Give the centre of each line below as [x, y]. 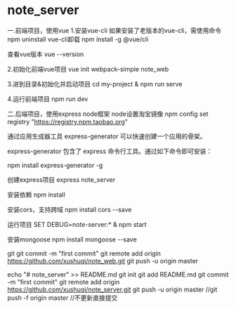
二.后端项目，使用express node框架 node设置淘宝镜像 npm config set [108, 114]
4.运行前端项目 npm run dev [48, 99]
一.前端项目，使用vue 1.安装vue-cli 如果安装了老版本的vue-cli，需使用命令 [114, 30]
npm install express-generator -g [55, 165]
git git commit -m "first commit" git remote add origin [84, 253]
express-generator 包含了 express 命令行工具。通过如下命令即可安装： [110, 151]
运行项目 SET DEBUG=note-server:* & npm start [77, 224]
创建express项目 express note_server [61, 179]
